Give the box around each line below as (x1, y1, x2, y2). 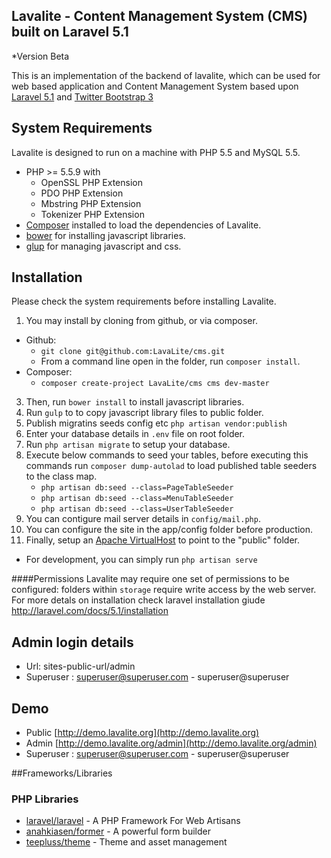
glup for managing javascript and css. (25, 240, 182, 252)
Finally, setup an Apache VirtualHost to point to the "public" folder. (25, 534, 300, 546)
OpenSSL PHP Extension (40, 176, 144, 188)
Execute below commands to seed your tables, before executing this (25, 449, 309, 461)
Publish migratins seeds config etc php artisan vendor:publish (25, 417, 288, 429)
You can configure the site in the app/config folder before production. (25, 524, 313, 536)
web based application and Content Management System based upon (11, 80, 299, 92)
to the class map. (25, 470, 98, 483)
